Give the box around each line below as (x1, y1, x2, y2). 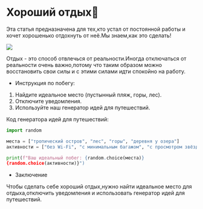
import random (6, 127, 42, 133)
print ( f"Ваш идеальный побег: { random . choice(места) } (6, 155, 145, 161)
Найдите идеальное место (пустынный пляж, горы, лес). (14, 91, 162, 98)
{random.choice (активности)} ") (6, 160, 85, 167)
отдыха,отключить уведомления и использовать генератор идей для (6, 190, 185, 197)
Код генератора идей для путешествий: (6, 115, 109, 123)
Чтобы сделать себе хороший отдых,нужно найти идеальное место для (6, 183, 192, 190)
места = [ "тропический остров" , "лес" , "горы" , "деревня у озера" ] (6, 138, 180, 144)
